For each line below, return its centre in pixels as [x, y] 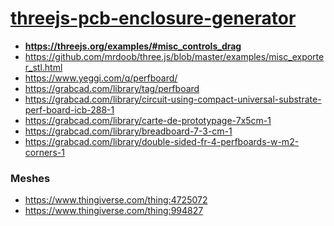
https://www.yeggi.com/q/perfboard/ [101, 78]
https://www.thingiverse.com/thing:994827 [114, 211]
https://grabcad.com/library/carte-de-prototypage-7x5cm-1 [148, 120]
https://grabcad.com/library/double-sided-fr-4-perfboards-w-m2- [162, 141]
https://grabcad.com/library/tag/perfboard [112, 88]
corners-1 [44, 152]
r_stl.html [43, 67]
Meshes [30, 178]
